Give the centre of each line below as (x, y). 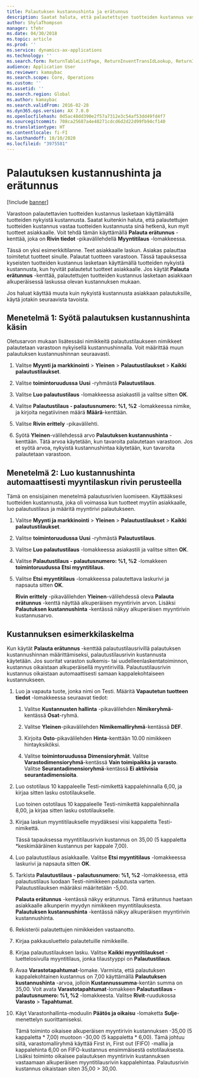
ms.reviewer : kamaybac (35, 72)
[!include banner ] (28, 202)
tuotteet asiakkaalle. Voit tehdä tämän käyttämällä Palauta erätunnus (91, 232)
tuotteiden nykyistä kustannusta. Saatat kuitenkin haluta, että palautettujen (97, 220)
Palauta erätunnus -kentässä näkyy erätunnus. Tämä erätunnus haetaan (104, 899)
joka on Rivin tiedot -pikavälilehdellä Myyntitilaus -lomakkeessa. (107, 239)
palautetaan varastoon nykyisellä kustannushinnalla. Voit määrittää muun (95, 347)
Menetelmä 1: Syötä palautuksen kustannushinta (99, 318)
